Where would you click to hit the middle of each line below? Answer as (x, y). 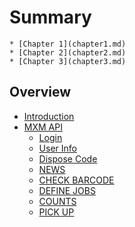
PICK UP (56, 212)
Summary (50, 17)
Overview (40, 92)
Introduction (49, 116)
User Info (57, 148)
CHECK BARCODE (76, 180)
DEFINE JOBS (67, 190)
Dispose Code (68, 158)
